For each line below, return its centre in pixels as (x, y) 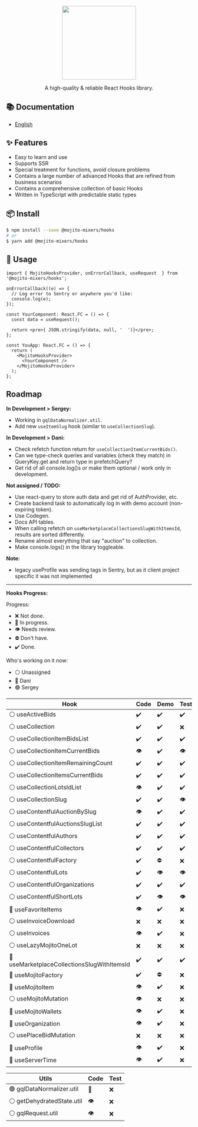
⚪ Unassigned (33, 672)
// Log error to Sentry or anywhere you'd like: (72, 294)
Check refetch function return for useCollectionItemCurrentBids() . (96, 449)
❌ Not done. (29, 616)
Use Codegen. (32, 515)
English (24, 124)
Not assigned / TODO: (33, 485)
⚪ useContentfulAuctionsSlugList (56, 824)
